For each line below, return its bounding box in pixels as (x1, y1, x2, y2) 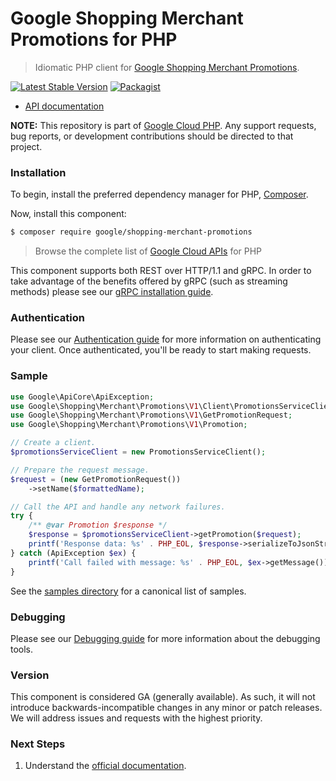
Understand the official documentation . (24, 760, 187, 772)
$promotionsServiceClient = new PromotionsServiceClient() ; (10, 447, 267, 457)
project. (10, 140, 43, 152)
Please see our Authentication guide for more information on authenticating (10, 333, 322, 346)
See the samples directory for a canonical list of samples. (10, 585, 247, 597)
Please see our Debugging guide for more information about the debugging (10, 632, 321, 644)
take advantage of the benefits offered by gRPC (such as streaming (10, 275, 288, 287)
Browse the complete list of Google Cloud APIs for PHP (34, 245, 263, 257)
